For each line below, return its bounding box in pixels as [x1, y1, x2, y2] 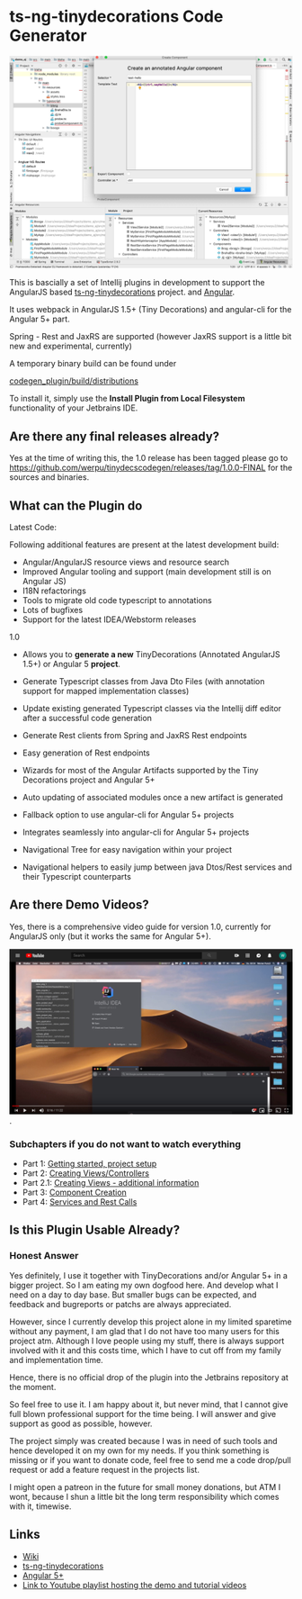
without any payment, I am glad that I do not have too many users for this [9, 1325, 280, 1336]
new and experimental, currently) [9, 340, 133, 352]
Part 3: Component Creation [22, 1187, 128, 1197]
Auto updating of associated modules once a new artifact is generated [22, 792, 283, 803]
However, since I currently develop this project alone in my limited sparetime [9, 1316, 292, 1327]
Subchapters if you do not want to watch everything [9, 1137, 241, 1150]
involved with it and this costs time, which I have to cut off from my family [9, 1344, 281, 1356]
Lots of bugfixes [22, 605, 84, 616]
